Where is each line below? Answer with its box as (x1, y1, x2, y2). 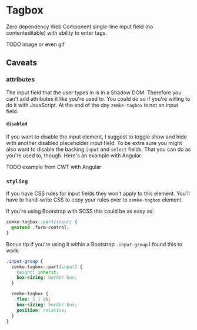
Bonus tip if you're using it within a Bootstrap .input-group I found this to (6, 240, 183, 247)
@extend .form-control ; (11, 225, 69, 230)
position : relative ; (16, 307, 67, 313)
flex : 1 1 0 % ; (16, 296, 51, 302)
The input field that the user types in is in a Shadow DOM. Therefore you (6, 89, 182, 96)
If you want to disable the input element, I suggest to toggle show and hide (6, 133, 187, 140)
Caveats (6, 58, 37, 68)
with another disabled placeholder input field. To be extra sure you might (6, 139, 182, 146)
